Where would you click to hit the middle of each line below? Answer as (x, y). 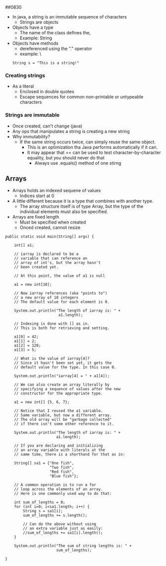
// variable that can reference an (51, 258)
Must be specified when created (53, 222)
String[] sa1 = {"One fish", (44, 463)
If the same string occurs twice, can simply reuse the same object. (88, 142)
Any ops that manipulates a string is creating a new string (71, 131)
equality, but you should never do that (66, 158)
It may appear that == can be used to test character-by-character (94, 152)
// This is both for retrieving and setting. (62, 328)
